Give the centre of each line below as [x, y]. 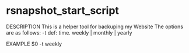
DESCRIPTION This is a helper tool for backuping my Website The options [95, 26]
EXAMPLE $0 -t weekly [34, 44]
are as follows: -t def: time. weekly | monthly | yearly [69, 32]
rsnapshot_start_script [63, 11]
